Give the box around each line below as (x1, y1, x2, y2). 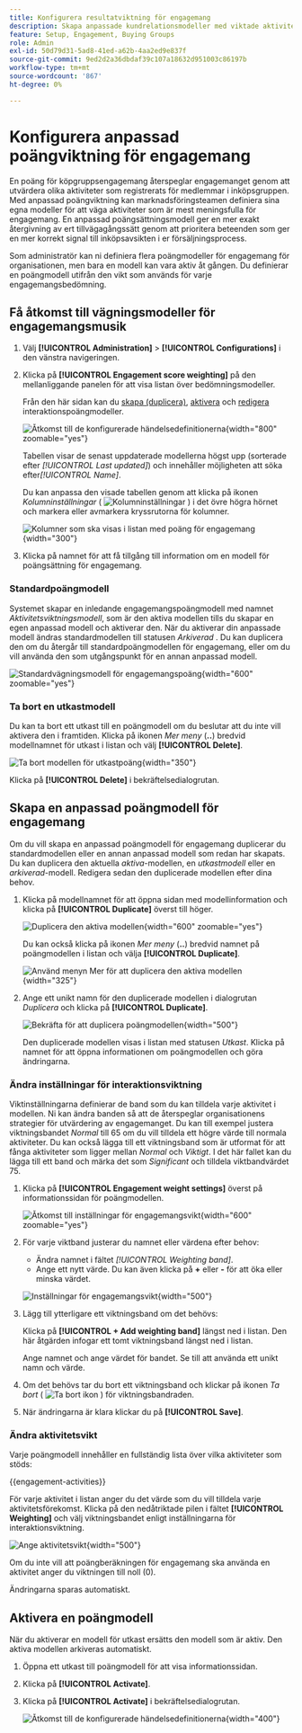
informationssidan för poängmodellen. (22, 1193, 164, 1204)
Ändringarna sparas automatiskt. (9, 1584, 130, 1595)
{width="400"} (226, 1713, 280, 1724)
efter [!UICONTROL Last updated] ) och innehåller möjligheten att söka (22, 460, 283, 471)
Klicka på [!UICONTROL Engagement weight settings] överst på (22, 1183, 263, 1194)
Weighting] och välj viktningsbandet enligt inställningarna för (9, 1513, 236, 1524)
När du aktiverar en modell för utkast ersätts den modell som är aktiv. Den (9, 1634, 283, 1645)
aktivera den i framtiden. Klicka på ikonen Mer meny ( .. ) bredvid (9, 730, 246, 741)
